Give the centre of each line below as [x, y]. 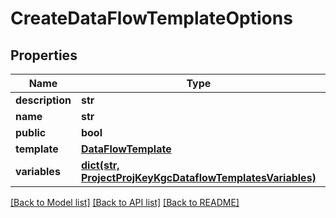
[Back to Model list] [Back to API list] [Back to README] [125, 202]
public [31, 132]
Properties [44, 55]
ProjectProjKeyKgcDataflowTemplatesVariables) [198, 177]
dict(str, [100, 165]
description [43, 100]
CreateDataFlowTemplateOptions [151, 18]
